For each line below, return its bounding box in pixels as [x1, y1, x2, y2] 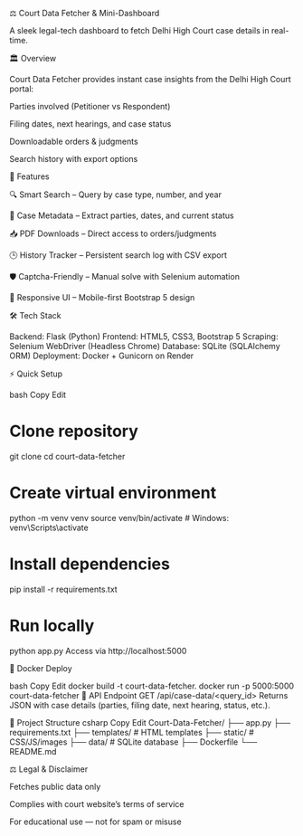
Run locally [9, 615, 95, 636]
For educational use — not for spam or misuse [9, 816, 183, 827]
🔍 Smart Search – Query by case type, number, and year [9, 189, 222, 200]
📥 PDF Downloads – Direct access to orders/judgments [9, 228, 217, 239]
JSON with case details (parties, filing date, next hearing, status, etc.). [9, 699, 270, 710]
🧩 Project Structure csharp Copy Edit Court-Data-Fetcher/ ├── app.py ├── [9, 717, 291, 727]
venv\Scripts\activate [9, 522, 89, 533]
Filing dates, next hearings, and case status [9, 119, 172, 129]
